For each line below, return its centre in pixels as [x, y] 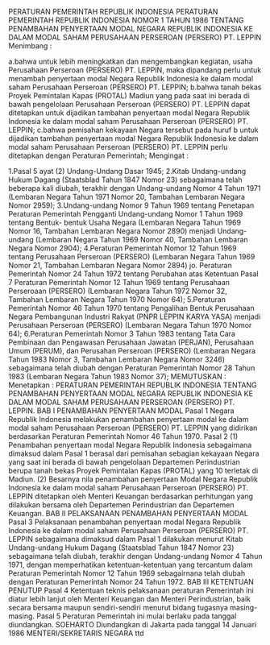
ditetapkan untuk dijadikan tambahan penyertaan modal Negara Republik [129, 113]
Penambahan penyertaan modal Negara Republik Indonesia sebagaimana [130, 445]
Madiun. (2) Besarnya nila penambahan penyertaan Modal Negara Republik [133, 479]
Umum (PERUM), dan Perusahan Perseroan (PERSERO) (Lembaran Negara [132, 351]
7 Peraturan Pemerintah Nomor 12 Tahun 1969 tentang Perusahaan [119, 282]
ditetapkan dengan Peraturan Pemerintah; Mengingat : [99, 155]
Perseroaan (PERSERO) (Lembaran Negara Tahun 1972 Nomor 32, [118, 291]
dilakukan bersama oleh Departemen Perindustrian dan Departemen [122, 505]
